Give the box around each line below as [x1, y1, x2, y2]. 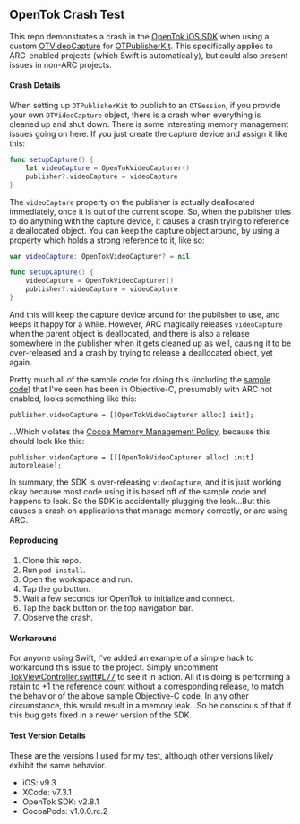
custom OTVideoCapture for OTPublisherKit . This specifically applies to [9, 40, 273, 51]
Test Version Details [9, 730, 86, 741]
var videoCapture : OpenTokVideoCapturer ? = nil [9, 252, 191, 261]
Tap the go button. [21, 584, 91, 595]
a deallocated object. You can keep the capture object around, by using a [9, 225, 280, 236]
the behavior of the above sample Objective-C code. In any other [9, 691, 249, 701]
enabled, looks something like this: [9, 393, 137, 404]
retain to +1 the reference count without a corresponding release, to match [9, 681, 285, 692]
